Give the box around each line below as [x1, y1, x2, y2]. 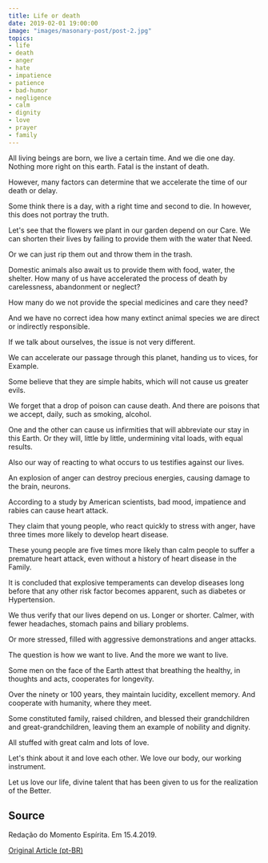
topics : [8, 34, 34, 43]
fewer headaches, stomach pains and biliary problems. [8, 618, 190, 628]
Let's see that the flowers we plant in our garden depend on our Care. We [8, 225, 250, 235]
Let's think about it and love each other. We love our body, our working [8, 753, 242, 763]
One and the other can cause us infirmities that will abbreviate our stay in [8, 424, 250, 434]
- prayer [8, 124, 38, 132]
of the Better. [8, 785, 52, 795]
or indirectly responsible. [8, 322, 90, 331]
